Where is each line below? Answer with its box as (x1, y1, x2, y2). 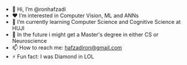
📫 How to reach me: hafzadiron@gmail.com (11, 44, 122, 51)
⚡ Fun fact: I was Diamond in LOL (11, 53, 94, 60)
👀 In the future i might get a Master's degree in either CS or (11, 31, 159, 38)
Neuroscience (11, 38, 47, 44)
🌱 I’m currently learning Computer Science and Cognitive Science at (11, 18, 181, 25)
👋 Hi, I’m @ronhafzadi (11, 6, 66, 13)
